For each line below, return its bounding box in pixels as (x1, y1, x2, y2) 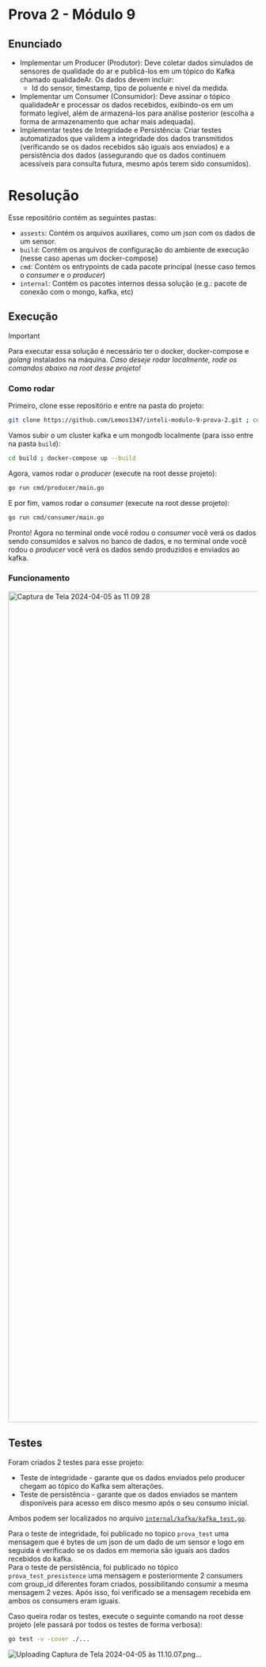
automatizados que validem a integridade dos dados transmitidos (19, 134, 234, 143)
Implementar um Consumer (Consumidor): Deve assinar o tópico (19, 92, 231, 101)
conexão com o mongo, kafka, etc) (19, 287, 134, 296)
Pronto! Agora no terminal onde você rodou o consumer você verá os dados (8, 528, 256, 537)
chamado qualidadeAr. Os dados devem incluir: (19, 75, 174, 84)
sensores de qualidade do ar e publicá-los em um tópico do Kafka (19, 66, 235, 76)
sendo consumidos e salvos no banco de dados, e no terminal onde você (8, 536, 247, 545)
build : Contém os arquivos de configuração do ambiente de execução (19, 245, 249, 254)
